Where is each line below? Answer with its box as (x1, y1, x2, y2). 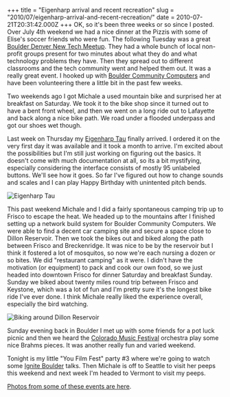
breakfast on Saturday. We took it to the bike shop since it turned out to (7, 100, 209, 107)
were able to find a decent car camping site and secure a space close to (7, 227, 211, 235)
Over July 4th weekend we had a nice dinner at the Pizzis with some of (7, 27, 208, 36)
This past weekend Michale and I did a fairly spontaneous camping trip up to (7, 205, 224, 213)
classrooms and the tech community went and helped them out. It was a (7, 65, 211, 72)
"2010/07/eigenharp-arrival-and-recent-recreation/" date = (7, 13, 175, 21)
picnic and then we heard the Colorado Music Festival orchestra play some (7, 334, 219, 342)
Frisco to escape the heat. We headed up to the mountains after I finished (7, 212, 216, 220)
